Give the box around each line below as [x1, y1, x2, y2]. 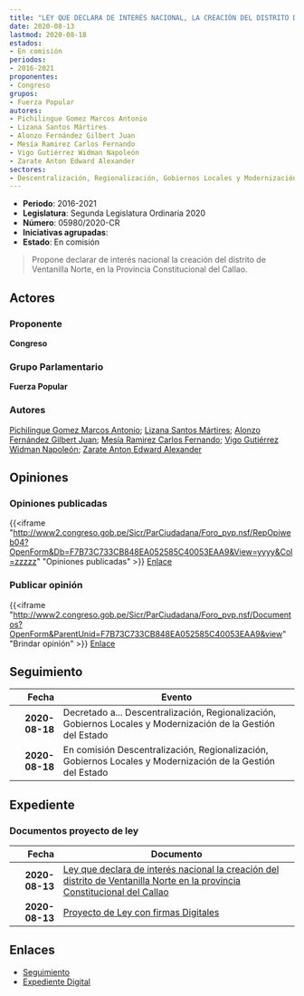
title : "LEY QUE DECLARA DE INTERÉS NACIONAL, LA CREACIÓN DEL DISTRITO [9, 13, 290, 23]
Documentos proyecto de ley [9, 824, 139, 836]
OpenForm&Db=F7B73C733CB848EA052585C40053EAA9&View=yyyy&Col [9, 546, 293, 557]
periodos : [9, 55, 47, 64]
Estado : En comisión [22, 237, 100, 247]
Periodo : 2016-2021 [22, 198, 97, 209]
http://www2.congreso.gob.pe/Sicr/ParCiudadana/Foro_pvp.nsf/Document [13, 609, 292, 620]
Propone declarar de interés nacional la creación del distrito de [31, 255, 267, 266]
